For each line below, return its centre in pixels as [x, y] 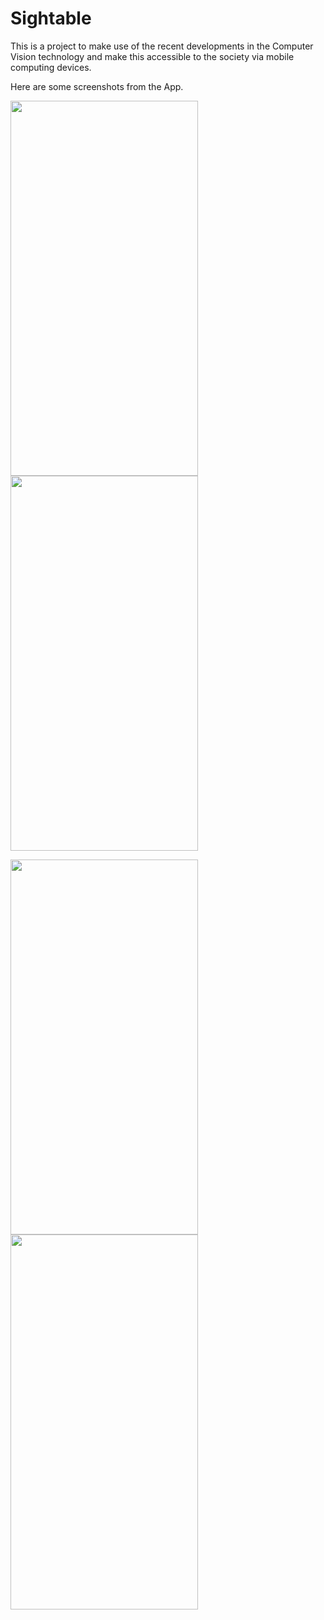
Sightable [51, 18]
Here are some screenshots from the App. [97, 86]
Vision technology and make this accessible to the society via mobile [152, 56]
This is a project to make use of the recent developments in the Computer [162, 46]
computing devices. [51, 67]
